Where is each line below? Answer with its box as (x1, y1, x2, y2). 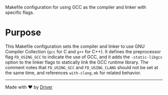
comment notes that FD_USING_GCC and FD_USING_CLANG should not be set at (5, 64, 158, 70)
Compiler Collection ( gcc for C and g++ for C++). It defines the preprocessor (5, 48, 161, 54)
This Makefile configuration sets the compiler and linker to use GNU (5, 43, 145, 49)
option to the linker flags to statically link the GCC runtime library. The (5, 59, 149, 65)
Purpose (5, 27, 41, 38)
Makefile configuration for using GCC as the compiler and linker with (5, 4, 146, 10)
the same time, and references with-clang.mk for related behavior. (5, 70, 141, 76)
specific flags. (5, 9, 34, 15)
